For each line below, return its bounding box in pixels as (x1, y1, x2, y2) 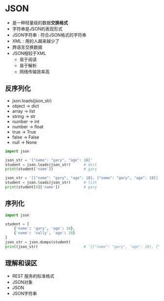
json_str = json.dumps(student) (5, 240, 71, 245)
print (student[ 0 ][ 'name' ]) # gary (5, 185, 97, 189)
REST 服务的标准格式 (12, 273, 55, 279)
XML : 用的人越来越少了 (12, 38, 60, 44)
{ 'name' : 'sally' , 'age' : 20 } (14, 231, 76, 235)
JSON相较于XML (12, 50, 46, 56)
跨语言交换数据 (12, 44, 42, 50)
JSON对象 (12, 279, 33, 285)
